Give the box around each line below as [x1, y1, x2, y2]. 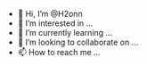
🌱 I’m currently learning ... [17, 28, 113, 37]
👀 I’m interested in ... [17, 18, 94, 29]
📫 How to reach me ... [17, 47, 101, 57]
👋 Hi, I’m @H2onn [17, 9, 83, 19]
